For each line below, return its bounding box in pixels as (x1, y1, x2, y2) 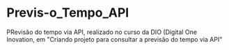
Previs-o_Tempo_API (6, 5, 129, 21)
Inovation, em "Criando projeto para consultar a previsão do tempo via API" (6, 35, 223, 43)
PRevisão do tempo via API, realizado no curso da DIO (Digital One (6, 28, 198, 36)
